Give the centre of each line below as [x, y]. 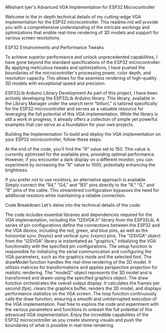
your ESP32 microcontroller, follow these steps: [54, 139]
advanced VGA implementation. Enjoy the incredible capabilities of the [77, 315]
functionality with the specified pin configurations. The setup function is [79, 246]
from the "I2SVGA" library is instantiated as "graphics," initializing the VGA [81, 241]
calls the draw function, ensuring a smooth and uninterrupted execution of [81, 299]
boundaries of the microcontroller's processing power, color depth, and [78, 73]
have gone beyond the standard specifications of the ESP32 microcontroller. [83, 62]
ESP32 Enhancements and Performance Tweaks [55, 47]
